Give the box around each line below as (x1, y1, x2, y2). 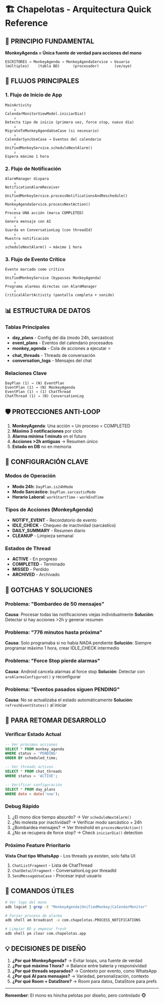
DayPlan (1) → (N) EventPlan (5, 381, 64, 386)
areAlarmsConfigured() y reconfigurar (5, 673, 81, 679)
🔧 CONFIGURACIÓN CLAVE (5, 458, 89, 466)
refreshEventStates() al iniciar (5, 702, 67, 708)
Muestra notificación (5, 236, 49, 241)
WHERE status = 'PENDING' (5, 751, 58, 756)
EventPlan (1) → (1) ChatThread (5, 389, 71, 395)
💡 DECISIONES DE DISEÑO (5, 944, 86, 953)
